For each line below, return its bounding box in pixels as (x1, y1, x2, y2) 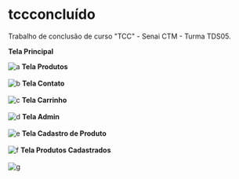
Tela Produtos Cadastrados (20, 145, 111, 155)
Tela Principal (8, 46, 54, 56)
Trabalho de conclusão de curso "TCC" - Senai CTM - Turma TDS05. (8, 31, 231, 41)
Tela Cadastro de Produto (22, 128, 107, 138)
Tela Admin (22, 111, 60, 121)
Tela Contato (22, 79, 65, 88)
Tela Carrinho (21, 95, 67, 104)
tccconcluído (8, 5, 96, 24)
